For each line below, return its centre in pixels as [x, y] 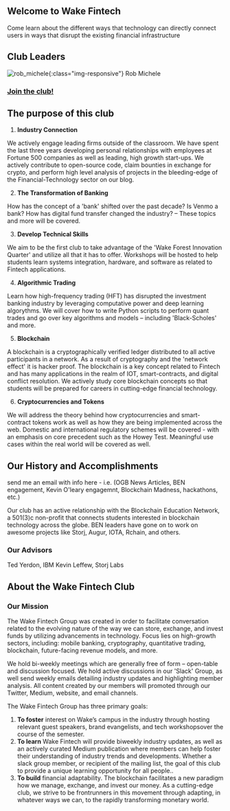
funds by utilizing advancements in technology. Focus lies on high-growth [112, 636]
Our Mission [28, 606]
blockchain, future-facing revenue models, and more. [82, 651]
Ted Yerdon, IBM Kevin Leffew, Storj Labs [66, 565]
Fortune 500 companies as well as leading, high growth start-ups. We [105, 158]
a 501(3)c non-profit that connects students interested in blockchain [104, 518]
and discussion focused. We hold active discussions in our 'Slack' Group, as [115, 671]
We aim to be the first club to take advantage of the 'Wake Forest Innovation [115, 247]
